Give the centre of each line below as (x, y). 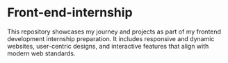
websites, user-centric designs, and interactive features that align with (108, 46)
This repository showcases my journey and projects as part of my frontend (114, 32)
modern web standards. (41, 53)
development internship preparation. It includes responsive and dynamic (111, 38)
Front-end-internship (70, 13)
